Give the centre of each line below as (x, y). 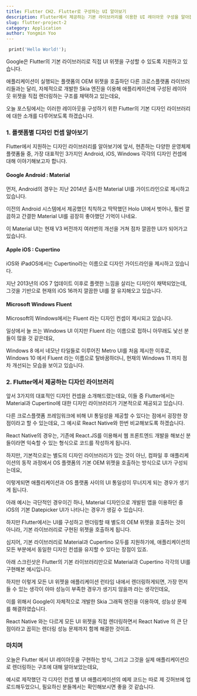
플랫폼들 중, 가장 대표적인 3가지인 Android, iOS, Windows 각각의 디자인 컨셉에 (96, 154)
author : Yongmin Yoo (31, 34)
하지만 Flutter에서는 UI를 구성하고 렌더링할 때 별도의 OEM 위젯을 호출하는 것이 (96, 522)
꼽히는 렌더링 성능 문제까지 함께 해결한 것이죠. (79, 629)
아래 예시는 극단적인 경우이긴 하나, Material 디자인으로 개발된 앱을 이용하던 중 (95, 503)
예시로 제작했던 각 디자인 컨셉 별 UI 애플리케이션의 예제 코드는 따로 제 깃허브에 (95, 679)
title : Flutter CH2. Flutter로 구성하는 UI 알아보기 (66, 11)
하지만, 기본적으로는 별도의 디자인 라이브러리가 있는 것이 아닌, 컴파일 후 (87, 456)
